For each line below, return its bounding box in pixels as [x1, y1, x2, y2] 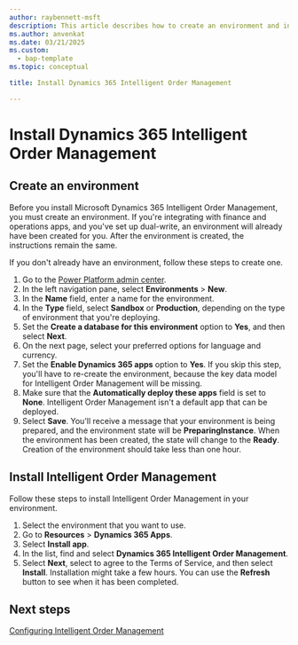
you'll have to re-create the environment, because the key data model [21, 368, 278, 379]
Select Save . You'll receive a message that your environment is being [21, 415, 276, 426]
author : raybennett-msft [9, 12, 101, 22]
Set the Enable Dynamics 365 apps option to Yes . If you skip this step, [21, 358, 282, 369]
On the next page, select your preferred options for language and [21, 340, 262, 350]
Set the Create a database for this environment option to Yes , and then [21, 321, 286, 332]
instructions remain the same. [9, 240, 118, 250]
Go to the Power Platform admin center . [21, 274, 167, 285]
